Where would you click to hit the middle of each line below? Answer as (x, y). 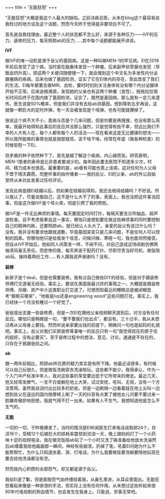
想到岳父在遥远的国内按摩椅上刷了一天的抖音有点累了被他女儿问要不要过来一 (82, 394)
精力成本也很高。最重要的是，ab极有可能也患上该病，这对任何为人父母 (85, 168)
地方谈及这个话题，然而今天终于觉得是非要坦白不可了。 (78, 24)
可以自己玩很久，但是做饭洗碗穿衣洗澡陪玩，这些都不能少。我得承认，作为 (80, 370)
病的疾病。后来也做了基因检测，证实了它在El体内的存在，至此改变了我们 (86, 79)
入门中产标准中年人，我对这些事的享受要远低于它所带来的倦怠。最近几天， (84, 376)
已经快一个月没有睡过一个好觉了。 (40, 302)
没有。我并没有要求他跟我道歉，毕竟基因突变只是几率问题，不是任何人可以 (80, 232)
